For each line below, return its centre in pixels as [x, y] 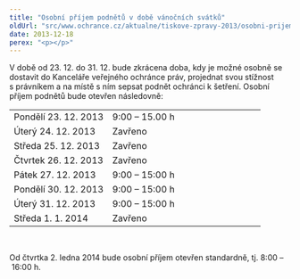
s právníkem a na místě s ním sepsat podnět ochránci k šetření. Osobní [139, 86]
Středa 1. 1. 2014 [51, 218]
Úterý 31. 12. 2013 [55, 204]
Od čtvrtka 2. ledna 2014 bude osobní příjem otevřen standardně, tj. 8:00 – [146, 258]
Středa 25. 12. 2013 [57, 146]
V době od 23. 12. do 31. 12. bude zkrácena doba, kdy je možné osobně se [146, 68]
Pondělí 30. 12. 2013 [59, 190]
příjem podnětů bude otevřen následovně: [86, 96]
